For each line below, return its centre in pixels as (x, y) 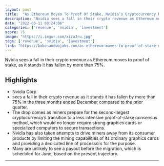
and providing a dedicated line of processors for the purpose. (74, 144)
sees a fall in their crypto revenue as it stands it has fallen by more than (84, 97)
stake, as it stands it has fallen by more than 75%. (55, 65)
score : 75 (15, 32)
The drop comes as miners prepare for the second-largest (71, 112)
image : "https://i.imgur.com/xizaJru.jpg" (49, 37)
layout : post (18, 9)
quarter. (20, 107)
